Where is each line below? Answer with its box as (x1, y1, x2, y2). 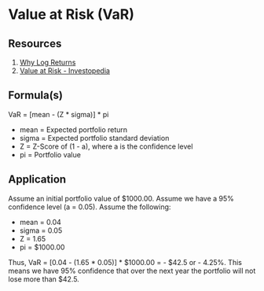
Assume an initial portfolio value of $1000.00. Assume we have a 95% (8, 193, 234, 203)
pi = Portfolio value (19, 149, 81, 159)
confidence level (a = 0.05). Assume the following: (8, 202, 171, 212)
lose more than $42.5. (8, 274, 80, 284)
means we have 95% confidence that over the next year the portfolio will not (8, 266, 256, 275)
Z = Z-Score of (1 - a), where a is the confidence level (19, 142, 193, 151)
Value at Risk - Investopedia (19, 66, 110, 76)
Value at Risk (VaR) (8, 6, 135, 24)
